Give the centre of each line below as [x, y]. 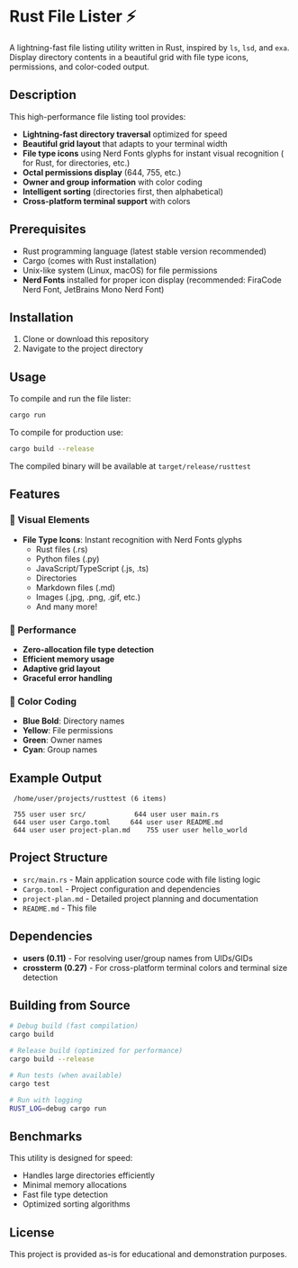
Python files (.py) [68, 559]
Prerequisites [48, 229]
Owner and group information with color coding [112, 182]
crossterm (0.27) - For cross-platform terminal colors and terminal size [155, 967]
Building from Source [70, 1006]
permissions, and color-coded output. [80, 67]
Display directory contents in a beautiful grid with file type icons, [129, 57]
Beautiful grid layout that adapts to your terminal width [125, 143]
